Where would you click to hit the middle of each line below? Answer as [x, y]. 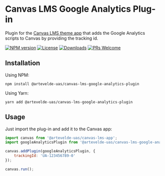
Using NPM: [17, 75]
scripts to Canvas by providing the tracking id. [52, 38]
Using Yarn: [17, 93]
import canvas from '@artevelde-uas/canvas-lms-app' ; [61, 138]
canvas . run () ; [20, 169]
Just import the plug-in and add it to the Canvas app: [59, 129]
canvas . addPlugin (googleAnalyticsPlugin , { [50, 151]
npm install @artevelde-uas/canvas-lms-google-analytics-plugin [72, 84]
